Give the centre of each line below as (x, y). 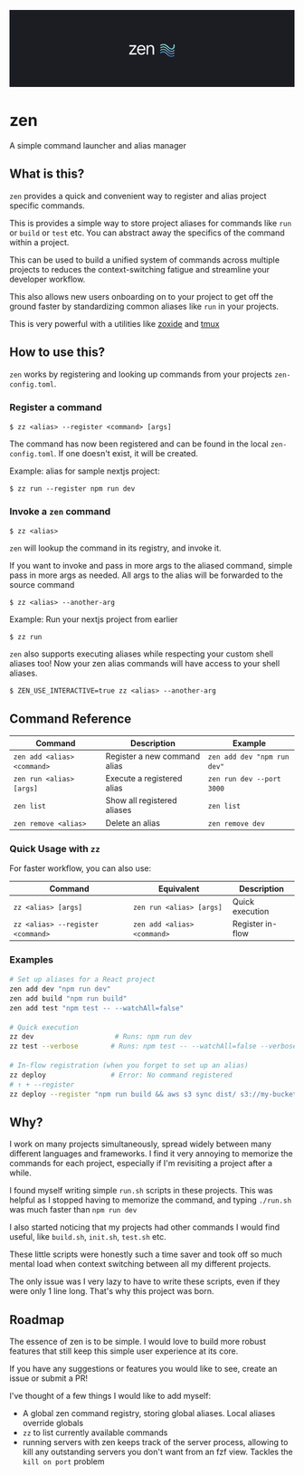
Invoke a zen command (60, 511)
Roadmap (37, 1320)
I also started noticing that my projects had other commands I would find (145, 1227)
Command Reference (71, 719)
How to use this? (57, 353)
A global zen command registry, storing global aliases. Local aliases (149, 1414)
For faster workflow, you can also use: (81, 868)
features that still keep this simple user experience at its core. (124, 1351)
